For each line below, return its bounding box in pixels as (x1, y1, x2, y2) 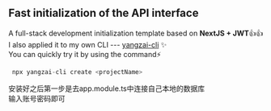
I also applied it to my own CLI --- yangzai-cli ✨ (8, 39, 167, 49)
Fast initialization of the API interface (8, 6, 199, 20)
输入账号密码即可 (8, 93, 66, 103)
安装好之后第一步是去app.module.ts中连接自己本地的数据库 (8, 84, 205, 93)
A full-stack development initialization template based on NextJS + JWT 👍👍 (8, 28, 264, 38)
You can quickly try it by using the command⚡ (8, 49, 162, 59)
